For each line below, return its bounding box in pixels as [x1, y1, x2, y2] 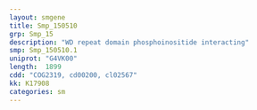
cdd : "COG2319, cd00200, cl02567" [9, 71, 138, 80]
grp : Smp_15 [9, 29, 54, 38]
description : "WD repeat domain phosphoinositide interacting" [9, 37, 250, 47]
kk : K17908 [9, 79, 50, 88]
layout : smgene [9, 12, 66, 22]
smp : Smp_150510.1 [9, 46, 78, 55]
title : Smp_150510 [9, 21, 78, 30]
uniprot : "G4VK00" [9, 54, 78, 63]
